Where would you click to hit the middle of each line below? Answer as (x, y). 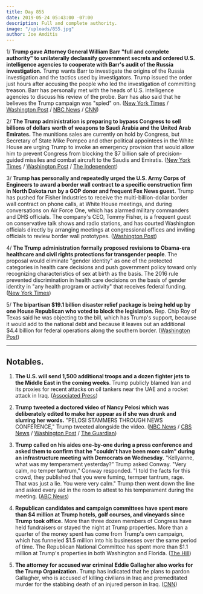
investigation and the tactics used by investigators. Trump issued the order (99, 78)
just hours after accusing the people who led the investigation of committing (101, 84)
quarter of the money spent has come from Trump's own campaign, (99, 533)
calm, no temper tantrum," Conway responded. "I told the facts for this (102, 470)
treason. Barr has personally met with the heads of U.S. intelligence (90, 90)
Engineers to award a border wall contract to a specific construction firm (99, 185)
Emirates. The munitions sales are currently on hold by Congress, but (93, 135)
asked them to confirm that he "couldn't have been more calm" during (105, 451)
